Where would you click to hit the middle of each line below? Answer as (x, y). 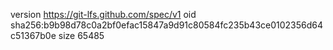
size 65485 (81, 35)
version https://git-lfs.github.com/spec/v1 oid (103, 14)
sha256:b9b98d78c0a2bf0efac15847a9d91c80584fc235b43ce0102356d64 (167, 25)
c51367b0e (33, 35)
